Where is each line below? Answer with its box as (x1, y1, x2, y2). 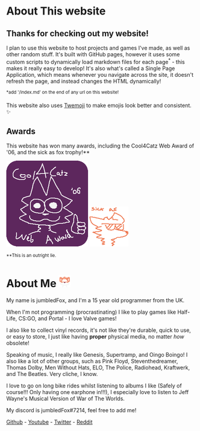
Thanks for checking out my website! (6, 28, 149, 39)
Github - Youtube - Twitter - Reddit (6, 418, 93, 426)
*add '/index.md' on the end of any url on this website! (6, 89, 119, 95)
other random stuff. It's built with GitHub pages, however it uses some (6, 51, 180, 58)
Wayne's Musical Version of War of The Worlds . (6, 395, 125, 402)
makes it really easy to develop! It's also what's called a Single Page (6, 65, 175, 72)
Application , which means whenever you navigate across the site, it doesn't (6, 71, 194, 78)
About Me (6, 276, 57, 290)
